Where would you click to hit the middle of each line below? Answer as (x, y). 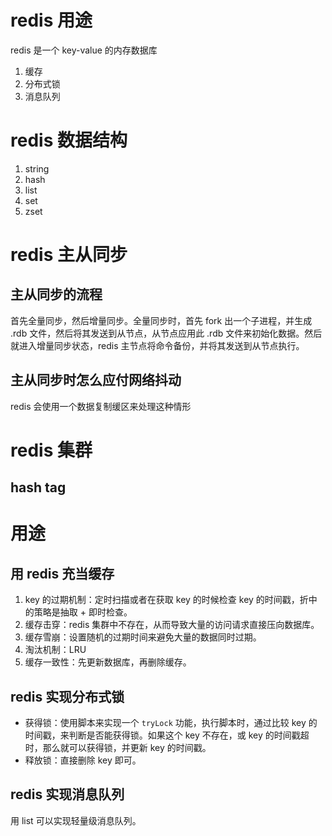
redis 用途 (51, 20)
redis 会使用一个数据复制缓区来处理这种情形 (101, 406)
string (37, 168)
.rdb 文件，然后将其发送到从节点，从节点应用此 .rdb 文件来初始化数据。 (157, 333)
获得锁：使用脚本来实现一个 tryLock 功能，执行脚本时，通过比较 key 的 (171, 723)
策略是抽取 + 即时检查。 (83, 612)
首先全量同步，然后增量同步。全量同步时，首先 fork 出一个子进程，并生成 (161, 320)
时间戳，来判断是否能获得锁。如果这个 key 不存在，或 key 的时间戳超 (167, 735)
